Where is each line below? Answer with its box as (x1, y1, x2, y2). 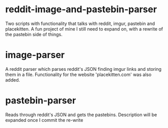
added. (5, 76, 20, 83)
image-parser (5, 49, 65, 61)
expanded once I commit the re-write (5, 117, 83, 123)
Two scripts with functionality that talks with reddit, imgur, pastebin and (5, 20, 155, 27)
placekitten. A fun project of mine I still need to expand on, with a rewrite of (5, 25, 163, 32)
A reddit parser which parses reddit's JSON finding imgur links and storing (5, 66, 162, 72)
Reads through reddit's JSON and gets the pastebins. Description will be (5, 111, 157, 118)
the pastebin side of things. (5, 31, 63, 37)
